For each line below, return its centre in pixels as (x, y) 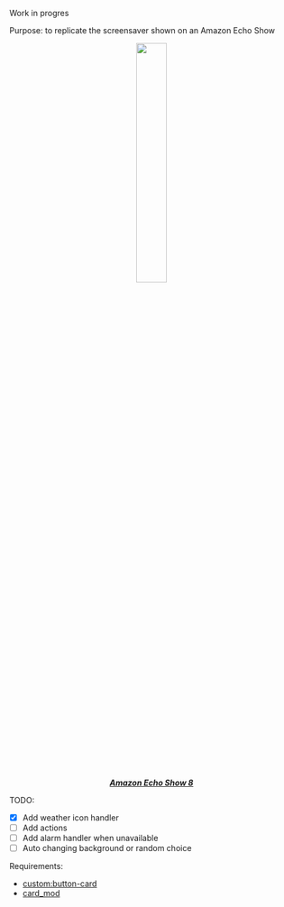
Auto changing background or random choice (107, 848)
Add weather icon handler (70, 818)
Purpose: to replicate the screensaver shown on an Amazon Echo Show (142, 30)
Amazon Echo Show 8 (151, 783)
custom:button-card (60, 884)
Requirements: (36, 866)
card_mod (41, 893)
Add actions (45, 828)
